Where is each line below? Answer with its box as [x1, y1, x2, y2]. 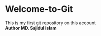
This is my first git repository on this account [5, 20, 96, 26]
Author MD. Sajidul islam [5, 25, 57, 31]
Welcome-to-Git [5, 3, 73, 15]
